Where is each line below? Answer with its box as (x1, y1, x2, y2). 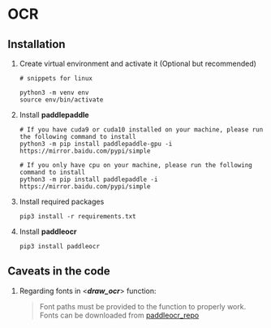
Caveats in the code (7, 265, 110, 278)
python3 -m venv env (19, 88, 89, 97)
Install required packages (19, 196, 105, 206)
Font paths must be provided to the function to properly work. (39, 301, 247, 311)
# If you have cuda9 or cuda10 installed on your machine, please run (19, 126, 264, 134)
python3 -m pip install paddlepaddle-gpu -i (19, 140, 173, 148)
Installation (7, 37, 66, 51)
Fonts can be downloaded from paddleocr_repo (39, 310, 200, 320)
